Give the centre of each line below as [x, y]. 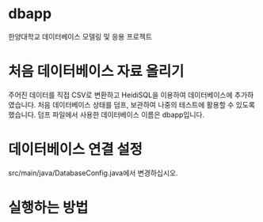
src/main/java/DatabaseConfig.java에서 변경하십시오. [93, 173]
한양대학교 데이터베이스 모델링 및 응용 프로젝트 [80, 36]
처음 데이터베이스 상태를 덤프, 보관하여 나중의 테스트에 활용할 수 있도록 [147, 104]
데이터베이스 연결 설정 [75, 150]
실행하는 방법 [48, 208]
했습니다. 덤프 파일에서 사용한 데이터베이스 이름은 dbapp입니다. [106, 115]
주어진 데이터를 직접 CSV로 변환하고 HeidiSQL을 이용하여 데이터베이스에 [120, 95]
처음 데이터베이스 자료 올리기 [96, 71]
